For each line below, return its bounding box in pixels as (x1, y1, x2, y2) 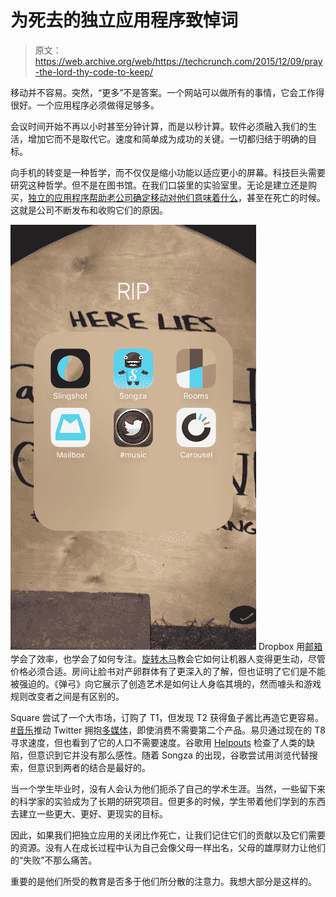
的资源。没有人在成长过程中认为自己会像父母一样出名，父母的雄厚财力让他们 (10, 841, 326, 853)
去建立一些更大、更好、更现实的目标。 (10, 807, 168, 820)
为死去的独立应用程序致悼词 (10, 9, 239, 32)
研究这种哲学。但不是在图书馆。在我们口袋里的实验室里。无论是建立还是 (10, 179, 308, 191)
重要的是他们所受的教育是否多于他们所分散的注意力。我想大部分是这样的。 (10, 875, 317, 887)
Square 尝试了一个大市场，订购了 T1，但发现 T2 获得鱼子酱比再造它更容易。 (10, 711, 324, 723)
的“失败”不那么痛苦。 (10, 854, 98, 866)
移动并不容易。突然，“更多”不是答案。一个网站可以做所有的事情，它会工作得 (10, 86, 325, 98)
